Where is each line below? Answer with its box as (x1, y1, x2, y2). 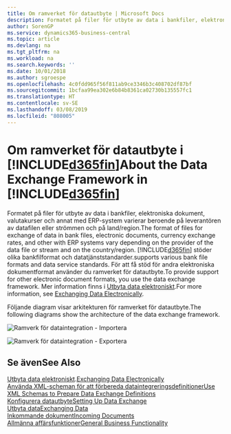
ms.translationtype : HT (7, 94, 76, 101)
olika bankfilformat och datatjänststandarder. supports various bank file (7, 253, 208, 261)
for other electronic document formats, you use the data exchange (7, 275, 196, 283)
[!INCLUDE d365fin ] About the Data (7, 156, 208, 172)
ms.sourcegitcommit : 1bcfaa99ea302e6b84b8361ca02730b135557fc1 (7, 87, 192, 94)
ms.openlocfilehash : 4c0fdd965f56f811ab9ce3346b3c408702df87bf (7, 81, 192, 87)
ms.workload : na (7, 55, 54, 62)
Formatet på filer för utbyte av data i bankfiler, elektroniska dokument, (7, 209, 205, 217)
